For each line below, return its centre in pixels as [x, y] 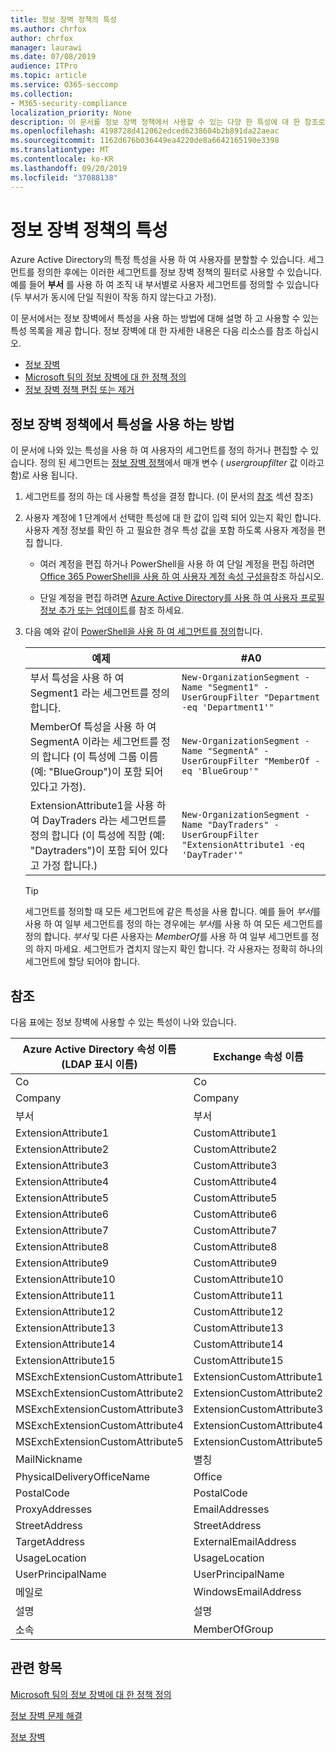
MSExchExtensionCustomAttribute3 [99, 1409]
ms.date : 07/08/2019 [53, 57]
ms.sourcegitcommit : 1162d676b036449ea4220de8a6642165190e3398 [145, 141]
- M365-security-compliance [69, 103]
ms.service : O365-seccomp [64, 85]
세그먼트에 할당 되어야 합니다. [82, 962]
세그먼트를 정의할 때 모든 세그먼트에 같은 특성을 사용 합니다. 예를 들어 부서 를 [173, 912]
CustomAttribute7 [235, 1231]
